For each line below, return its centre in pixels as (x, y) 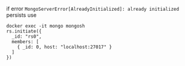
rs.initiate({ (24, 31)
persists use (21, 15)
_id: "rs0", (27, 37)
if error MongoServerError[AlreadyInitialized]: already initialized (93, 9)
